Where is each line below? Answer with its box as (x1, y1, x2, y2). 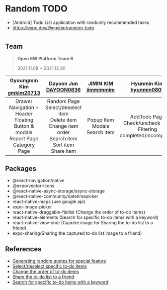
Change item (48, 122, 79, 129)
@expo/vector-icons (12, 183, 55, 189)
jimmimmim (86, 86, 115, 93)
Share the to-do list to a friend (12, 274, 75, 280)
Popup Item (87, 116, 114, 123)
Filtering (138, 125, 158, 132)
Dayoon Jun (49, 80, 78, 87)
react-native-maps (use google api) (12, 198, 85, 204)
